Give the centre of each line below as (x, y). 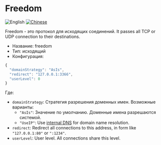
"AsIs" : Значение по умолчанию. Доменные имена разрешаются (88, 112)
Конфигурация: (28, 56)
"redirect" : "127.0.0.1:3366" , (41, 74)
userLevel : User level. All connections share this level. (66, 138)
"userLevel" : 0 (25, 79)
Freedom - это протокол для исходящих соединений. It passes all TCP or (80, 31)
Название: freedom (32, 46)
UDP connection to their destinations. (43, 36)
